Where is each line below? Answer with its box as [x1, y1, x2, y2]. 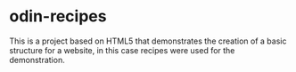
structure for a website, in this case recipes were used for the [9, 44, 235, 55]
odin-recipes [9, 6, 107, 27]
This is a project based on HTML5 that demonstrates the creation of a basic [9, 36, 287, 46]
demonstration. [9, 54, 65, 65]
